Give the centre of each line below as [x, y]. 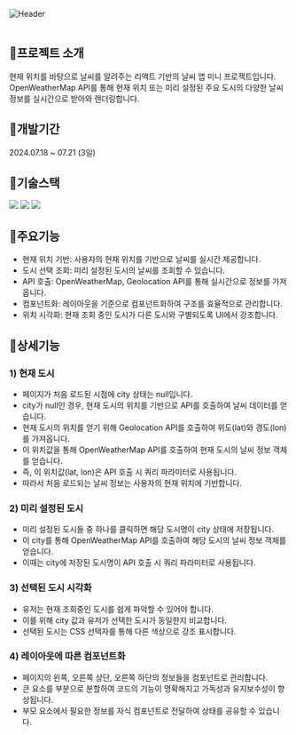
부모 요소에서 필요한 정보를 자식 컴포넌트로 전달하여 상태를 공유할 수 [139, 710]
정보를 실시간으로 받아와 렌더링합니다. [74, 99]
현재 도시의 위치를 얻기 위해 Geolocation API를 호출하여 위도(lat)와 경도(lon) [154, 427]
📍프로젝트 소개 [47, 53]
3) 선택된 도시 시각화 [51, 588]
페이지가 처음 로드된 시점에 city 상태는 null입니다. [107, 394]
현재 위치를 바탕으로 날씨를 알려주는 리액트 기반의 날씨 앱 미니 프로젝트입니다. [143, 76]
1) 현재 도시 [32, 373]
